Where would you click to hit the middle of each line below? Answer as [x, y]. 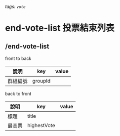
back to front [18, 93]
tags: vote [15, 6]
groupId [41, 81]
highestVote [41, 125]
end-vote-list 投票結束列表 [60, 28]
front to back [18, 58]
